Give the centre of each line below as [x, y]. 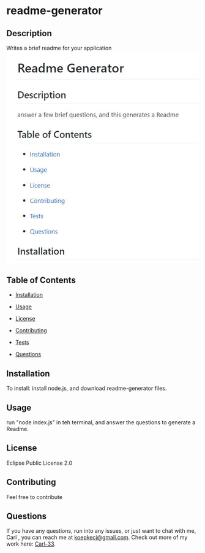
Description [29, 33]
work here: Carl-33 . [31, 544]
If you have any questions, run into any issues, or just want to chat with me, [101, 531]
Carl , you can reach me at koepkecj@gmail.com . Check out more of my [97, 538]
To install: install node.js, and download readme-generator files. [87, 388]
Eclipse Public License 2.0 [39, 463]
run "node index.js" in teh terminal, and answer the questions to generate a [101, 422]
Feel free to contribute [35, 497]
